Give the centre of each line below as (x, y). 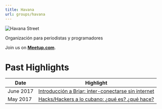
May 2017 (20, 99)
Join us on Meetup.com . (30, 47)
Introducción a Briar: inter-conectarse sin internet (96, 91)
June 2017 (21, 91)
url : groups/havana (25, 14)
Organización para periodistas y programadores (54, 38)
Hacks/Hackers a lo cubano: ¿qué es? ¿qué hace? (96, 99)
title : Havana (20, 10)
